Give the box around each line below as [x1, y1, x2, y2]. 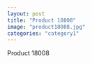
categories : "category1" [7, 29, 79, 37]
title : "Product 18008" [7, 17, 77, 24]
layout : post [7, 10, 45, 17]
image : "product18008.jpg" [7, 23, 86, 30]
